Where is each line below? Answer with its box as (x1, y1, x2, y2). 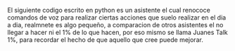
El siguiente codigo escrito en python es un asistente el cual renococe (7, 6, 211, 14)
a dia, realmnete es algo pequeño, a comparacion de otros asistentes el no (7, 21, 224, 29)
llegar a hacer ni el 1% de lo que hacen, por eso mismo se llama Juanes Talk (7, 28, 228, 36)
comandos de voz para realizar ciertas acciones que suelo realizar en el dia (7, 13, 227, 22)
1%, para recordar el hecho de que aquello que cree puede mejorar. (7, 36, 204, 44)
